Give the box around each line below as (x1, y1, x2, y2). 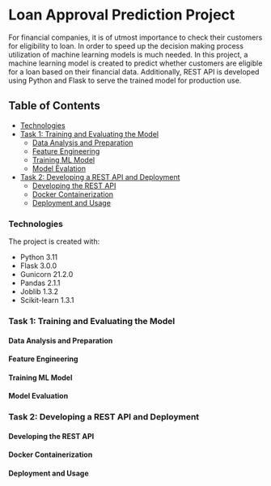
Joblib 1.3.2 (19, 287, 59, 296)
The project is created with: (8, 237, 100, 246)
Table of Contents (8, 99, 101, 113)
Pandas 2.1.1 (19, 278, 61, 288)
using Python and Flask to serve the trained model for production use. (8, 75, 242, 85)
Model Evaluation (8, 391, 69, 401)
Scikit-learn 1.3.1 (19, 296, 74, 305)
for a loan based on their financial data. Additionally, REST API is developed (8, 66, 260, 76)
